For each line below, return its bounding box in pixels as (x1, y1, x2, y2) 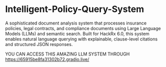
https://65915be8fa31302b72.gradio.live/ (5, 56, 89, 62)
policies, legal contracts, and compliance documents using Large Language (5, 25, 161, 31)
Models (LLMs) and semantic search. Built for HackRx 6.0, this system (5, 30, 150, 36)
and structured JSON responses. (5, 41, 73, 47)
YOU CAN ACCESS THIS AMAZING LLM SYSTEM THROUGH (5, 51, 130, 57)
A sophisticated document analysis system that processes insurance (5, 20, 146, 26)
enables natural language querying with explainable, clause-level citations (5, 36, 158, 42)
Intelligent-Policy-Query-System (5, 3, 144, 15)
